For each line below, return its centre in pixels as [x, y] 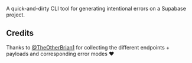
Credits [20, 33]
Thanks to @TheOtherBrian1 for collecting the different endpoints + [88, 47]
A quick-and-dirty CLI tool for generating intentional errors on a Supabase [96, 9]
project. [16, 15]
